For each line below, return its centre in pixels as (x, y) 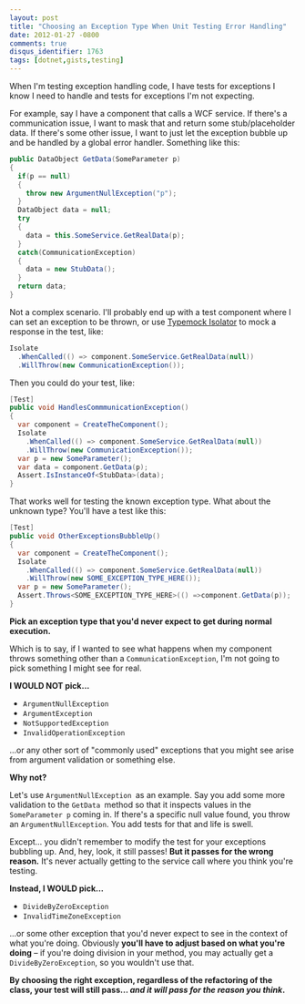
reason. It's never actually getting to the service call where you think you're (152, 861)
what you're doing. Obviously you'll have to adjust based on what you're (147, 943)
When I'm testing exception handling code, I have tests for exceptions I (142, 86)
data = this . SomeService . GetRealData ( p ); (105, 235)
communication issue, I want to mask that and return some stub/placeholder (152, 123)
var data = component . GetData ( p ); (83, 467)
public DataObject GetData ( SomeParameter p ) (95, 159)
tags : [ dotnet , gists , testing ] (67, 60)
